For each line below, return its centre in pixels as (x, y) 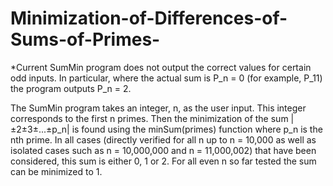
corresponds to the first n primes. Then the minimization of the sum (149, 118)
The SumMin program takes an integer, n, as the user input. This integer (158, 108)
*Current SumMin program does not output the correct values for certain (161, 67)
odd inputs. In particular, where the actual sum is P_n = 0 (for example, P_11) (166, 78)
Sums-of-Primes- (85, 39)
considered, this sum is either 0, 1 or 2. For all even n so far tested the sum (163, 161)
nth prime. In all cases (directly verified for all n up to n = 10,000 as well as (163, 139)
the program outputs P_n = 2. (71, 88)
